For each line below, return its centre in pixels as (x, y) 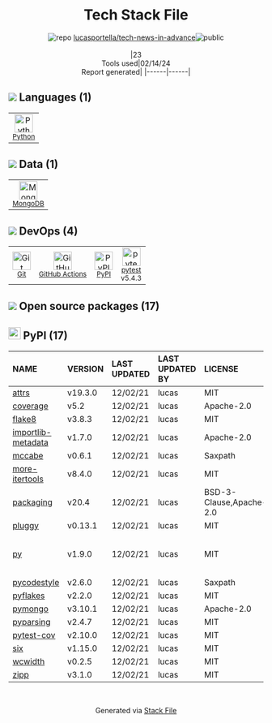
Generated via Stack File (136, 710)
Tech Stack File (136, 15)
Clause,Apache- (236, 502)
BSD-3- (220, 492)
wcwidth (29, 661)
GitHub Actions (63, 274)
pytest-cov (34, 635)
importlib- (32, 432)
